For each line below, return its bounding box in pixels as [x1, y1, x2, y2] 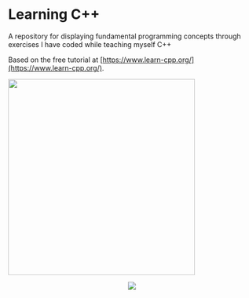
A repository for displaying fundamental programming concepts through [8, 31, 241, 41]
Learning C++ [8, 5, 101, 24]
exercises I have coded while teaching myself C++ [8, 39, 172, 49]
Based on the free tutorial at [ [8, 55, 104, 64]
